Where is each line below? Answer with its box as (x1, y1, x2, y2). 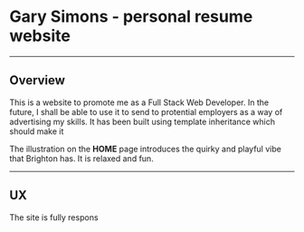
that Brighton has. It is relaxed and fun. (9, 152, 154, 164)
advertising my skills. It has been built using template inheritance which (9, 116, 276, 127)
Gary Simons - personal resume (9, 6, 253, 27)
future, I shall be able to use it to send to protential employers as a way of (9, 106, 283, 117)
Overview (9, 72, 66, 88)
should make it (9, 125, 64, 137)
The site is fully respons (9, 211, 99, 223)
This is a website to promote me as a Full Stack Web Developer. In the (9, 97, 270, 108)
